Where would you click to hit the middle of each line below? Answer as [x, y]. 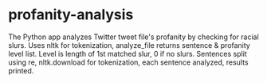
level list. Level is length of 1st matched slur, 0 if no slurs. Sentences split [128, 53]
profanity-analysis [71, 15]
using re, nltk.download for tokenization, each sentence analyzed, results [128, 62]
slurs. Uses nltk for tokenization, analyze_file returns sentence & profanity [130, 45]
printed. [21, 70]
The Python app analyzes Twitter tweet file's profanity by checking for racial [133, 37]
